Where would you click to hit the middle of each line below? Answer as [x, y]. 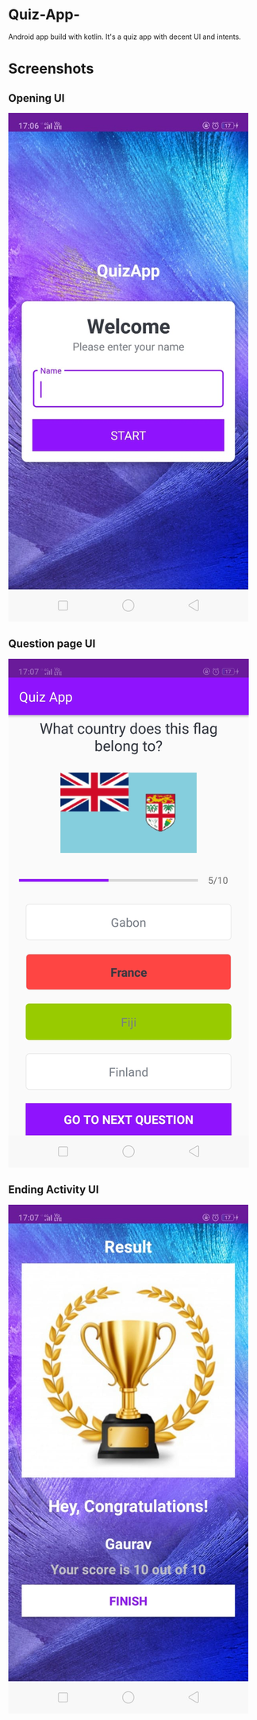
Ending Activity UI [54, 1190]
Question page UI [52, 644]
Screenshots [51, 69]
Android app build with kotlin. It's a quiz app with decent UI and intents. [125, 37]
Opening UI [36, 98]
